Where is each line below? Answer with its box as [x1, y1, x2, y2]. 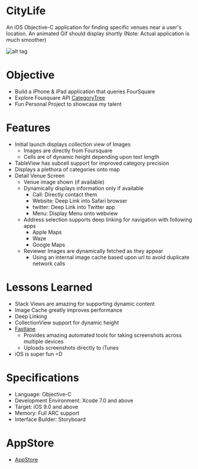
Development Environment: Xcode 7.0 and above [14, 397, 134, 404]
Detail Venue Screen [14, 172, 65, 179]
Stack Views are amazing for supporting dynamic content [14, 300, 155, 307]
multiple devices [23, 338, 64, 345]
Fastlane [14, 325, 36, 332]
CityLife [6, 4, 46, 18]
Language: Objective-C [14, 390, 72, 398]
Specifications [6, 371, 79, 385]
